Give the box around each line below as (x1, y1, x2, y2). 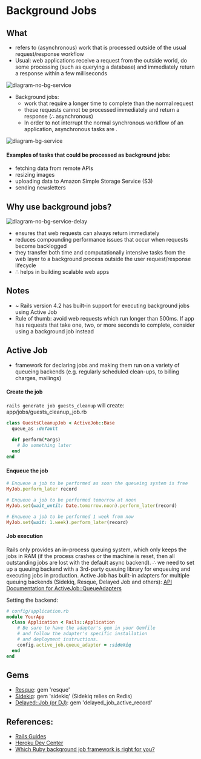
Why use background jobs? (6, 202, 112, 212)
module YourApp (6, 614, 45, 620)
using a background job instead (15, 327, 94, 335)
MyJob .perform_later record (6, 486, 77, 492)
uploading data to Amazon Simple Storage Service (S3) (15, 177, 153, 185)
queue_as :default (12, 426, 59, 432)
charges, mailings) (15, 374, 62, 381)
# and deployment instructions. (17, 636, 99, 642)
